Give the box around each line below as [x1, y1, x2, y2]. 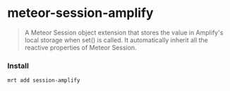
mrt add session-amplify [7, 77, 80, 84]
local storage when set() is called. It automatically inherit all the [24, 35, 208, 44]
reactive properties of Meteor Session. [24, 43, 137, 51]
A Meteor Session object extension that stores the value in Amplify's [24, 28, 224, 37]
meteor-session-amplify [7, 5, 154, 21]
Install [7, 61, 30, 71]
